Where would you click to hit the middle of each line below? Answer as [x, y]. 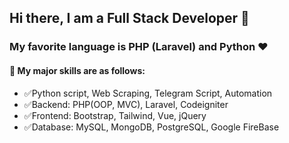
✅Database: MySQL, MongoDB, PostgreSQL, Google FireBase [151, 127]
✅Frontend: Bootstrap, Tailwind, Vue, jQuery [115, 115]
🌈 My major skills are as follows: [77, 70]
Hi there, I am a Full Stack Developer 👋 [129, 18]
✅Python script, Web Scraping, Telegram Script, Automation [148, 93]
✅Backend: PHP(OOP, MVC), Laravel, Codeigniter [126, 104]
